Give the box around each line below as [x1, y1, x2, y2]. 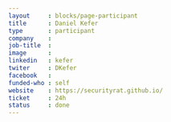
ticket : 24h [8, 94, 67, 102]
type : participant [8, 26, 95, 35]
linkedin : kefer [8, 57, 74, 65]
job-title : [8, 42, 52, 50]
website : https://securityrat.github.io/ [8, 86, 163, 95]
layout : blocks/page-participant [8, 11, 138, 20]
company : [8, 34, 52, 43]
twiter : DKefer [8, 64, 78, 72]
